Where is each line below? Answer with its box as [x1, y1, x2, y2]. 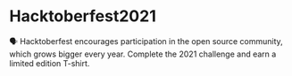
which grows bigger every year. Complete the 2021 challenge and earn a [9, 49, 277, 59]
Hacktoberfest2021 [9, 6, 156, 27]
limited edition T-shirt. [9, 57, 90, 68]
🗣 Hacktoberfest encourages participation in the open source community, [9, 35, 283, 46]
